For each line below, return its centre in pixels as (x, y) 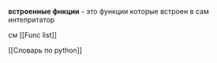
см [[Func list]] (33, 35)
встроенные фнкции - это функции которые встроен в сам (108, 11)
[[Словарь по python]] (45, 50)
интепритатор (32, 20)
